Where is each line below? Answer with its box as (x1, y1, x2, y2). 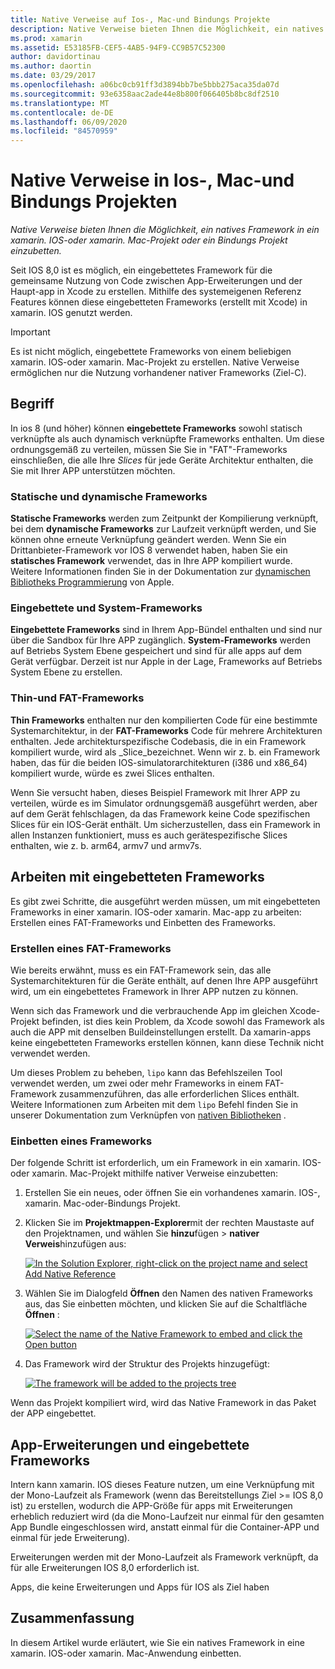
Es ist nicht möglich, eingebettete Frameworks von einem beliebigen (10, 346, 292, 358)
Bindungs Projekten (10, 191, 178, 213)
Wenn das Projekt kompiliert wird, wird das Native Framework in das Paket (10, 1397, 317, 1409)
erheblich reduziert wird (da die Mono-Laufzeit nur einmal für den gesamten (10, 1510, 325, 1522)
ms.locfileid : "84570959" (10, 126, 118, 136)
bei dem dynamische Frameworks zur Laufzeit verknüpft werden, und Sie (10, 523, 317, 535)
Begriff (10, 396, 55, 413)
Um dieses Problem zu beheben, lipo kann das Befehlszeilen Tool (10, 1066, 283, 1078)
